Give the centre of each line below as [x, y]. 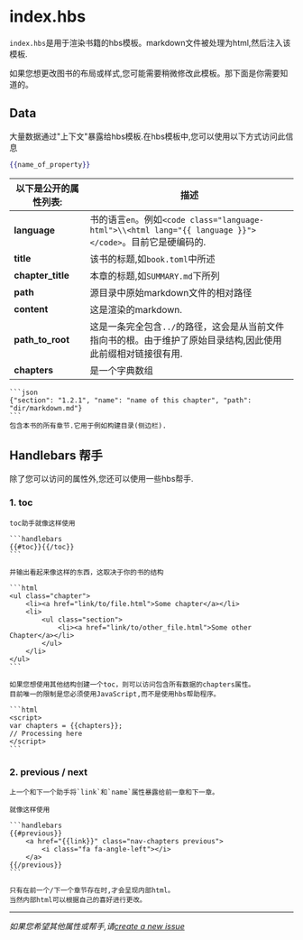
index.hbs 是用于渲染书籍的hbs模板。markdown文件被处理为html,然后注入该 [150, 42]
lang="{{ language [194, 230]
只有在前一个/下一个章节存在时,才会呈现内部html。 [92, 890]
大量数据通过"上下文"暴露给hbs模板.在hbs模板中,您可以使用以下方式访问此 [147, 136]
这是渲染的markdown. [136, 309]
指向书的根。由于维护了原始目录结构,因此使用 [186, 340]
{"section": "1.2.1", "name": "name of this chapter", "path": [131, 400]
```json [24, 392]
